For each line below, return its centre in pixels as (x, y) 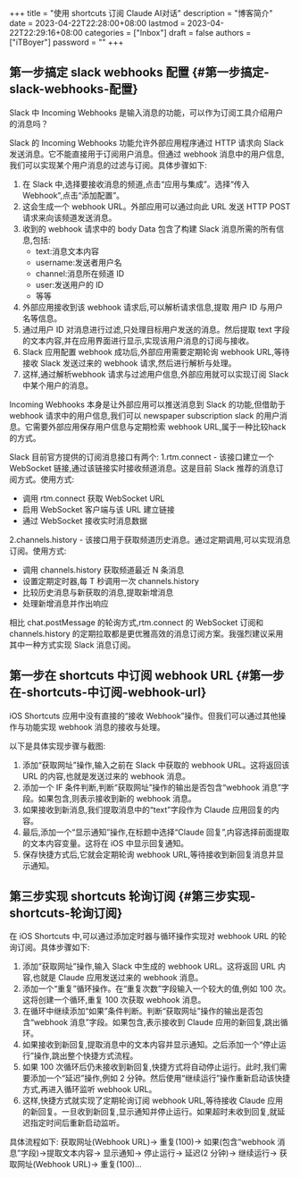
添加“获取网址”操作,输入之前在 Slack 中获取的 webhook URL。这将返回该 (156, 765)
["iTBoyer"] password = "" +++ (67, 42)
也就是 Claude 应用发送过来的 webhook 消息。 (118, 978)
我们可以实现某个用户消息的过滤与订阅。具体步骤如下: (108, 165)
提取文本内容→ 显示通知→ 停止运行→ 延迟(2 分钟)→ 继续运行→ (162, 1153)
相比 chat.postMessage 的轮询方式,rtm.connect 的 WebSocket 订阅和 (136, 622)
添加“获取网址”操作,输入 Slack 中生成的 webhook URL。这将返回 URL (149, 966)
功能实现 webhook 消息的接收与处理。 (95, 726)
